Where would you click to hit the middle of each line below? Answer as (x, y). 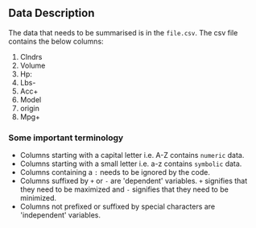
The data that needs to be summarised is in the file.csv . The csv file (123, 32)
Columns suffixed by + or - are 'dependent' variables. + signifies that (134, 181)
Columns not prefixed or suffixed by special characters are (118, 207)
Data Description (52, 13)
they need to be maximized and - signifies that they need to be (124, 189)
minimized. (38, 198)
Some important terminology (66, 138)
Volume (33, 65)
